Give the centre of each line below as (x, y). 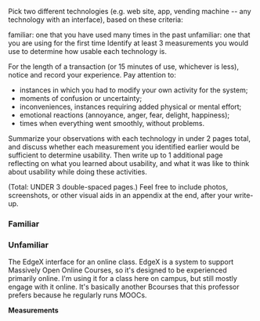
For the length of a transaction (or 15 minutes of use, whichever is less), (123, 67)
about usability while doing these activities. (78, 172)
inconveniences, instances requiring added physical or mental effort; (130, 106)
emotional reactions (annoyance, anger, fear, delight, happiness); (124, 115)
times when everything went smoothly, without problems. (112, 123)
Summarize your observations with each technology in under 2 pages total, (129, 139)
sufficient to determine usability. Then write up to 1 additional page (116, 155)
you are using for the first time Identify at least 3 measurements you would (128, 43)
